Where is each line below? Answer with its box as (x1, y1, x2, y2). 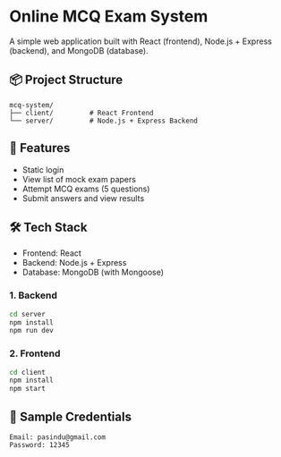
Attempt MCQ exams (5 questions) (21, 183, 150, 194)
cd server (9, 309, 47, 318)
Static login (21, 164, 64, 175)
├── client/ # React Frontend (9, 108, 154, 117)
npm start (9, 385, 47, 394)
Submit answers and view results (21, 192, 145, 203)
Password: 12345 (9, 441, 70, 450)
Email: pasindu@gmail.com (9, 433, 106, 442)
